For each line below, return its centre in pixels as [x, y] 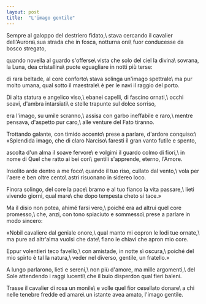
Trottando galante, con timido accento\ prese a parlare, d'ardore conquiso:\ [101, 134]
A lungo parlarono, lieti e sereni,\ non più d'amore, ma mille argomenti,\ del [101, 269]
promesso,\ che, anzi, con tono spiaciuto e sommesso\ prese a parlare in [98, 214]
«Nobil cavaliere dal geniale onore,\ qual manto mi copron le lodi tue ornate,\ [103, 232]
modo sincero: [25, 220]
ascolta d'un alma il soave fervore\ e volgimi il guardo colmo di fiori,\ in [96, 152]
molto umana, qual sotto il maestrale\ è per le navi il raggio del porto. [93, 85]
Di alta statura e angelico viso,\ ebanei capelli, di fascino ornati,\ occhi [95, 97]
